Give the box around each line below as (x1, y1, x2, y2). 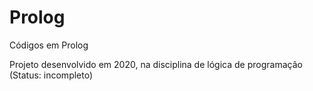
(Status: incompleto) (9, 69, 94, 81)
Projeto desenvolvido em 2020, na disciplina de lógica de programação (9, 58, 303, 70)
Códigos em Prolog (9, 39, 89, 51)
